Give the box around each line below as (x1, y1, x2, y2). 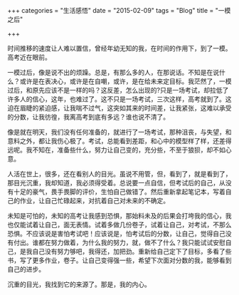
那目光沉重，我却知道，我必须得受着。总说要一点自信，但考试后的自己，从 (7, 179, 225, 187)
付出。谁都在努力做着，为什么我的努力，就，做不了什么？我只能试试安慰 (13, 238, 225, 247)
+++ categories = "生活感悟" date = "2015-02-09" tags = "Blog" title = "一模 (7, 6, 231, 14)
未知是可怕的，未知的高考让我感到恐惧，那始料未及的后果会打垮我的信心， (7, 212, 225, 219)
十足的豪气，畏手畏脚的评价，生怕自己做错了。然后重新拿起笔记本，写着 (13, 187, 225, 196)
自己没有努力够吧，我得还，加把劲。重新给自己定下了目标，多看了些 (31, 247, 232, 255)
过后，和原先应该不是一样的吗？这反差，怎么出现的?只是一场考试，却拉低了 (7, 86, 229, 94)
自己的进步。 (7, 265, 45, 273)
